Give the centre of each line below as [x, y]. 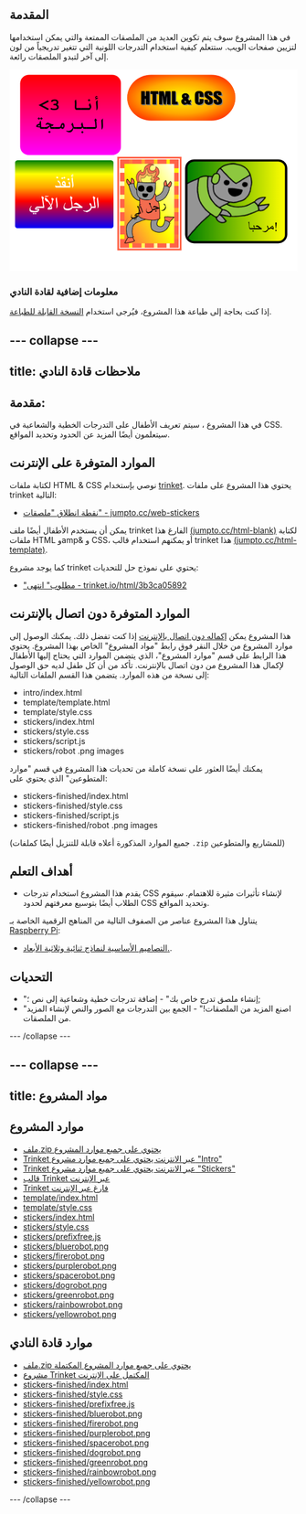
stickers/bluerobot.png [66, 1246]
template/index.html [60, 1198]
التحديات [31, 977]
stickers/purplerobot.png [69, 1265]
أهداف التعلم [41, 871]
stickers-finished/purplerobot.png [86, 1433]
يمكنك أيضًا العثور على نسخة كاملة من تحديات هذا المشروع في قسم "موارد [136, 768]
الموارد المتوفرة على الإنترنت [82, 463]
